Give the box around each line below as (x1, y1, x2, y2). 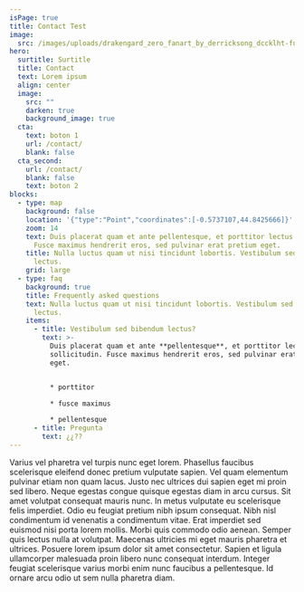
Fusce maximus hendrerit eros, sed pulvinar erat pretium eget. (33, 241, 281, 250)
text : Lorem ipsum (17, 72, 88, 81)
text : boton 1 (25, 131, 79, 140)
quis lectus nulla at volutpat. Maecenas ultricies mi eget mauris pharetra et (9, 533, 288, 544)
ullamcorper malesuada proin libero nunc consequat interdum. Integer (9, 553, 271, 564)
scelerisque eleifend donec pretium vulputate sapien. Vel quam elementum (9, 466, 289, 477)
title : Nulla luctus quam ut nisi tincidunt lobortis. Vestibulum (25, 249, 281, 258)
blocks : (9, 190, 39, 199)
